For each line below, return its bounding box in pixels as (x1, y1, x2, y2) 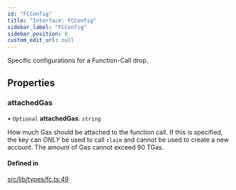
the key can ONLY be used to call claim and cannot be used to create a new (7, 135, 229, 144)
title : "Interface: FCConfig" (7, 17, 97, 24)
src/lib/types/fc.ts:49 (7, 175, 69, 184)
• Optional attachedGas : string (7, 114, 101, 123)
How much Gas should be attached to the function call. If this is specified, (7, 128, 223, 136)
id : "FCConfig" (7, 10, 52, 18)
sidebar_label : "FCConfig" (7, 23, 87, 30)
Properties (7, 77, 55, 89)
